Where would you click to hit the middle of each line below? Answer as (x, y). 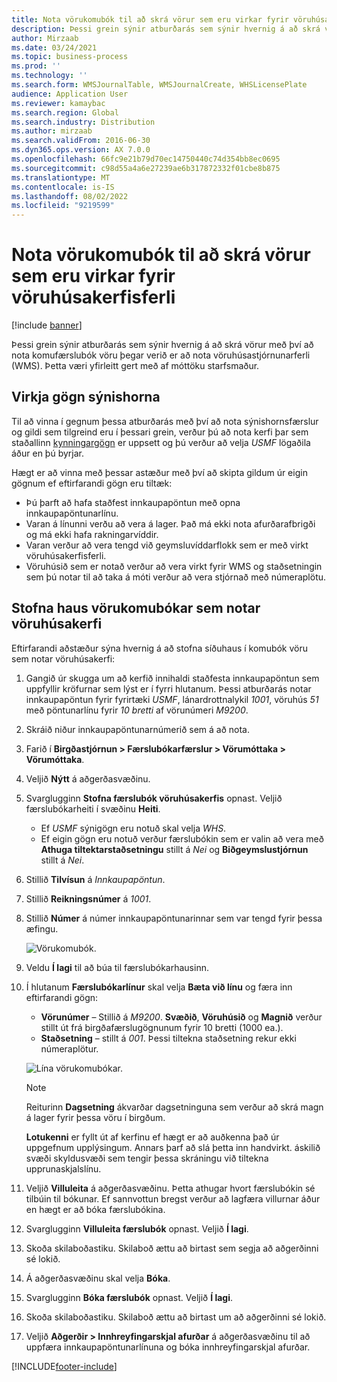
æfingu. (42, 928)
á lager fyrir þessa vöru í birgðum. (95, 1117)
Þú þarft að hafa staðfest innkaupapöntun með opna (133, 502)
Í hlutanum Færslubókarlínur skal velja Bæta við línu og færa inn (159, 987)
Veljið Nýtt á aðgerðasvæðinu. (88, 778)
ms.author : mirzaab (52, 131)
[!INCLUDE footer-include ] (64, 1366)
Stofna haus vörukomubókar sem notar (136, 608)
